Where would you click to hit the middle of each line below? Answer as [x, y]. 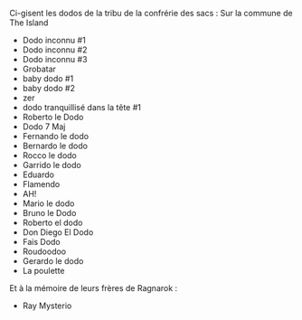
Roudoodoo [44, 251]
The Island [29, 23]
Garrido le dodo [52, 165]
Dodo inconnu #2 [55, 50]
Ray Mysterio [47, 306]
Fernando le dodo [55, 136]
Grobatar [39, 69]
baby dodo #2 [48, 88]
